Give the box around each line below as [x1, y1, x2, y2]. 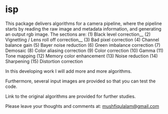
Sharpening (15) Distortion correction [5, 58, 83, 64]
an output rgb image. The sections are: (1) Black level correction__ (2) [5, 31, 151, 37]
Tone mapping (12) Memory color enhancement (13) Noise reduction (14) [5, 52, 158, 59]
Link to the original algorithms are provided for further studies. [5, 93, 136, 99]
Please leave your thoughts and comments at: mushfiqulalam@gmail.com [5, 103, 159, 109]
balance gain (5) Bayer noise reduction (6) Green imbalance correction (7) [5, 42, 161, 48]
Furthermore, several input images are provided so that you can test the [5, 78, 156, 84]
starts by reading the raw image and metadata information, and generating [5, 25, 162, 32]
